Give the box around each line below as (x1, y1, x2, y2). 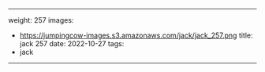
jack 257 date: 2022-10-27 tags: (19, 39, 125, 48)
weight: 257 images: (8, 16, 74, 24)
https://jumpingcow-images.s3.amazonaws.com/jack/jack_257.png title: (19, 31, 254, 40)
